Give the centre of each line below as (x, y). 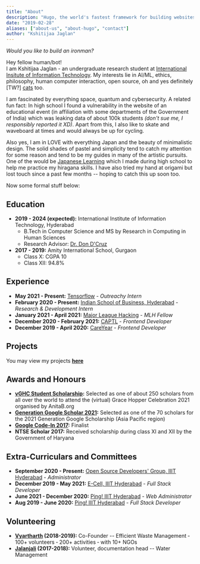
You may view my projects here (45, 360)
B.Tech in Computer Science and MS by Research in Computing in (105, 231)
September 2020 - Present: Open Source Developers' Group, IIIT (96, 471)
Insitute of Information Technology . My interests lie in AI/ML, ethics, (89, 75)
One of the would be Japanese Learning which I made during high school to (99, 161)
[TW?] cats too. (25, 88)
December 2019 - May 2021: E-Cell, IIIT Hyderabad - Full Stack (93, 484)
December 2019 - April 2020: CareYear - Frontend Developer (90, 328)
